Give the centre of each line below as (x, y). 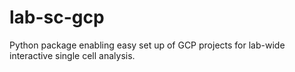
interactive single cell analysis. (72, 55)
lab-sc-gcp (57, 17)
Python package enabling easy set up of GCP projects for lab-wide (147, 45)
